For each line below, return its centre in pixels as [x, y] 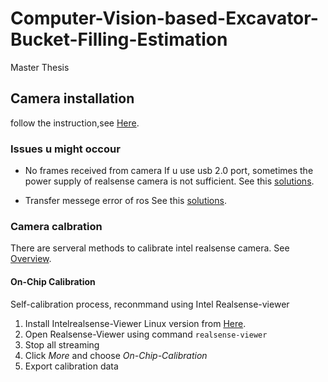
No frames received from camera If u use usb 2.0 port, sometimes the [169, 171]
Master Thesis [40, 67]
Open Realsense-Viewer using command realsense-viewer [146, 334]
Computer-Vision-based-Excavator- [164, 18]
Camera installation [72, 98]
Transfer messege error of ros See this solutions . [125, 201]
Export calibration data [71, 366]
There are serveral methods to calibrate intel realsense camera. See [150, 248]
